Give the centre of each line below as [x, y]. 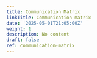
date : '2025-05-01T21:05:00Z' [45, 23]
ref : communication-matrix [41, 46]
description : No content [38, 34]
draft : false [23, 40]
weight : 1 [19, 29]
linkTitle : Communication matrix [49, 18]
